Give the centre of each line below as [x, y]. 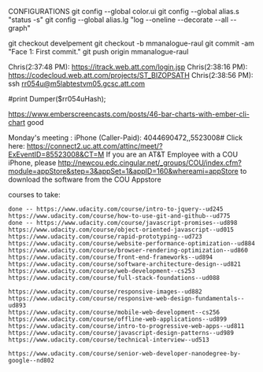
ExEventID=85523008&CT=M [56, 154]
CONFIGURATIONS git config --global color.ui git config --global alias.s [124, 11]
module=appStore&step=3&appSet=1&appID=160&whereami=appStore [123, 171]
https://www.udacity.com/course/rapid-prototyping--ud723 [105, 237]
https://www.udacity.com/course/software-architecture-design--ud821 [125, 264]
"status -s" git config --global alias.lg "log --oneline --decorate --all [119, 20]
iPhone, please [32, 163]
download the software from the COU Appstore [85, 179]
